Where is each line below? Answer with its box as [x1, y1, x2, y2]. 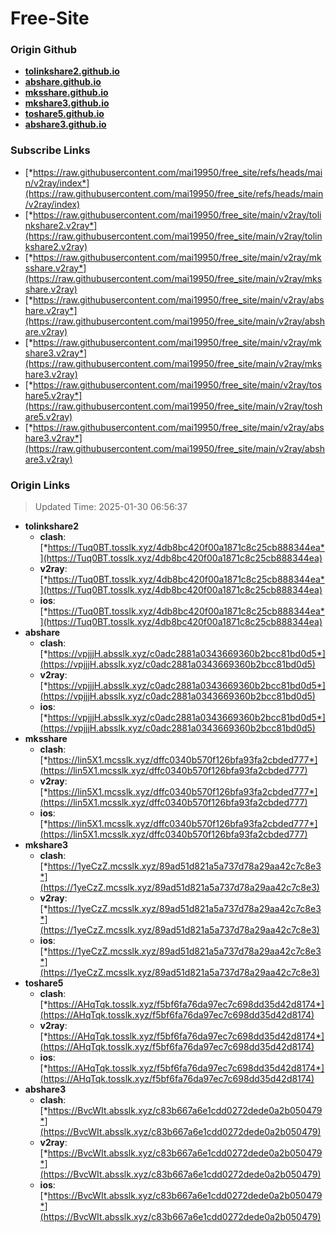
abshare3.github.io [24, 118, 107, 131]
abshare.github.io [24, 76, 102, 88]
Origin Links [10, 478, 71, 492]
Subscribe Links [10, 143, 91, 157]
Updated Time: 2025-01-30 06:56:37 [34, 501, 188, 513]
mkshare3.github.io [24, 97, 110, 109]
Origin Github [10, 43, 78, 57]
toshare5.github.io [24, 108, 105, 120]
